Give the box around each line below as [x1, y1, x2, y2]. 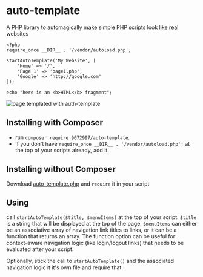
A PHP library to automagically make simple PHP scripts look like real [6, 24, 179, 31]
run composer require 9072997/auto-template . [15, 134, 130, 141]
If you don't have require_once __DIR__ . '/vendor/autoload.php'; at [15, 140, 190, 147]
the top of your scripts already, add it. [15, 146, 109, 154]
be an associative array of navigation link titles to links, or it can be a [6, 226, 177, 233]
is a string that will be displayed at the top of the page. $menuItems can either [6, 220, 197, 227]
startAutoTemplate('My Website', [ [6, 57, 96, 64]
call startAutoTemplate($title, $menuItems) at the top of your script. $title [6, 213, 197, 221]
